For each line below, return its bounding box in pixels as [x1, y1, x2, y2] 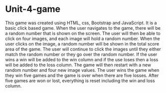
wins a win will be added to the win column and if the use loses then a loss [5, 56, 159, 62]
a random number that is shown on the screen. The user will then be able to [5, 30, 161, 36]
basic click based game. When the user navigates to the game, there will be [5, 25, 161, 31]
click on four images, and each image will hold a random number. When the [5, 36, 161, 42]
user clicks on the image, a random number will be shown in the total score [5, 41, 160, 46]
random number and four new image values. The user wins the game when [5, 67, 160, 73]
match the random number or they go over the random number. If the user [5, 51, 158, 57]
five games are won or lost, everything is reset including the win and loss [5, 78, 156, 84]
